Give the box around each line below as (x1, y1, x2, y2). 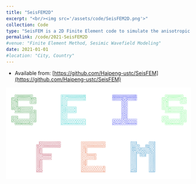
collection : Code (6, 22, 49, 28)
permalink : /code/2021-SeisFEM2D (6, 34, 88, 40)
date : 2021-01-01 (6, 47, 49, 53)
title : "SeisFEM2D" (6, 9, 54, 15)
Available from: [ (14, 69, 55, 76)
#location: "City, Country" (6, 53, 75, 59)
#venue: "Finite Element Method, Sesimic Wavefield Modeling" (6, 40, 161, 46)
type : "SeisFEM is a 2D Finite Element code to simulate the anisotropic (6, 28, 191, 34)
